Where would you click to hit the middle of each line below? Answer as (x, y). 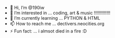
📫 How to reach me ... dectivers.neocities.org (57, 24)
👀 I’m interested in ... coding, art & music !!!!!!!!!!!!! (60, 13)
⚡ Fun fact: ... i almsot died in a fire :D (48, 31)
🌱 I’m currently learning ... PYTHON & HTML (55, 18)
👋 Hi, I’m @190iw (27, 8)
